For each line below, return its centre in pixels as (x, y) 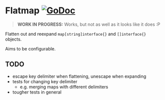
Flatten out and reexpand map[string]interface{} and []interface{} (76, 34)
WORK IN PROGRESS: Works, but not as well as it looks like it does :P (89, 24)
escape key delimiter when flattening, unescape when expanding (79, 76)
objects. (13, 39)
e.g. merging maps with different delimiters (64, 87)
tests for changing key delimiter (45, 81)
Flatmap (22, 11)
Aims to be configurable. (30, 49)
